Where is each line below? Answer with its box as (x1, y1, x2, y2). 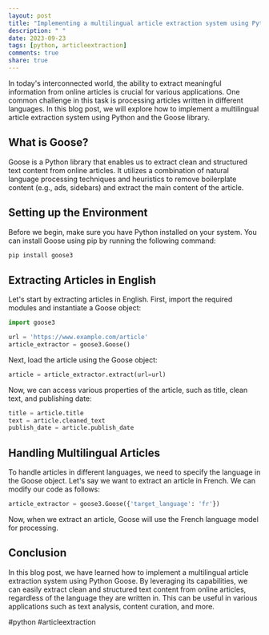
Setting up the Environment (8, 206, 148, 220)
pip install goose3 (8, 251, 74, 259)
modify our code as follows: (8, 484, 100, 494)
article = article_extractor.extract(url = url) (8, 370, 167, 378)
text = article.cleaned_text (8, 416, 106, 425)
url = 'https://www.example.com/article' (8, 334, 149, 342)
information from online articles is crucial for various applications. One (8, 87, 240, 96)
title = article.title (8, 409, 84, 417)
